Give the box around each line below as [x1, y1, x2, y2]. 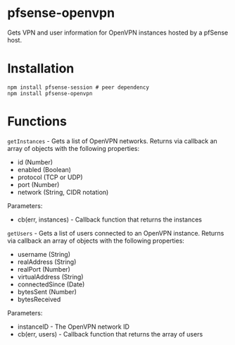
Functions [7, 114, 67, 130]
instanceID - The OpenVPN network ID [17, 322, 130, 331]
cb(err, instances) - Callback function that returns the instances [17, 215, 203, 224]
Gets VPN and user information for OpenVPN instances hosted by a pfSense [7, 28, 229, 37]
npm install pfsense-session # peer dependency [7, 83, 150, 91]
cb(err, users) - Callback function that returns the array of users [17, 329, 203, 338]
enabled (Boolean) [17, 165, 72, 174]
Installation [7, 61, 75, 77]
